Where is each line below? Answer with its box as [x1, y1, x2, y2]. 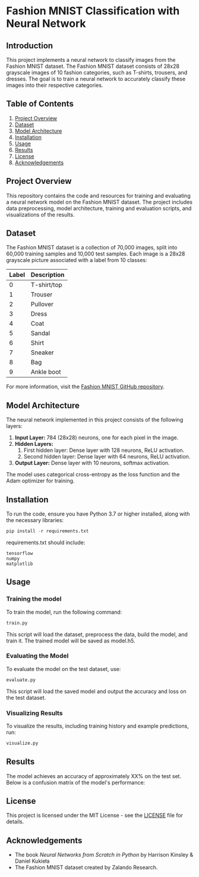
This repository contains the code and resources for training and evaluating [6, 192, 191, 199]
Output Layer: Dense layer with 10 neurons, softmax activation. [14, 460, 170, 467]
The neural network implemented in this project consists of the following [6, 416, 184, 423]
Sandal [30, 329, 50, 338]
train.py [6, 620, 28, 626]
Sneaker [30, 348, 55, 357]
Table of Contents [6, 99, 74, 109]
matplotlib [6, 561, 33, 567]
